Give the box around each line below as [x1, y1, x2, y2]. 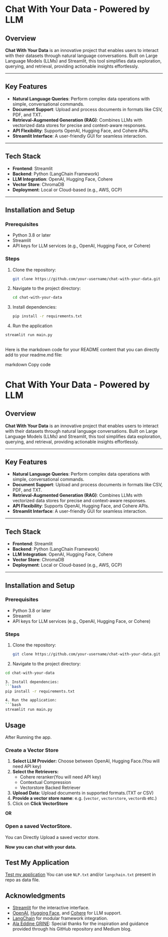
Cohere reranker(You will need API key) [19, 774, 101, 780]
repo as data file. [5, 877, 40, 883]
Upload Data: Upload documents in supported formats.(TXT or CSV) [12, 790, 154, 796]
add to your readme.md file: [5, 352, 62, 358]
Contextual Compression [19, 779, 71, 785]
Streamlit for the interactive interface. [12, 904, 90, 911]
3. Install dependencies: [5, 679, 59, 684]
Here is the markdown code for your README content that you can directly [5, 346, 159, 352]
